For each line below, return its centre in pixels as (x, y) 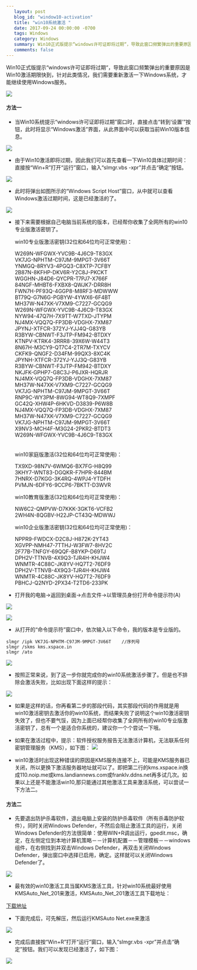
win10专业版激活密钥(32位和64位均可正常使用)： (74, 241)
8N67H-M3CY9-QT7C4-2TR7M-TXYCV (62, 347)
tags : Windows (31, 34)
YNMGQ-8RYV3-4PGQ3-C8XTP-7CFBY (63, 266)
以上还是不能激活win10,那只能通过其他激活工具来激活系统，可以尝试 (102, 782)
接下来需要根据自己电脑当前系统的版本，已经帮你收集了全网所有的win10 (101, 222)
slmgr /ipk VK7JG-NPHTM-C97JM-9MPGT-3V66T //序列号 (73, 642)
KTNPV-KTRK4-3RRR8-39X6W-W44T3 (62, 341)
